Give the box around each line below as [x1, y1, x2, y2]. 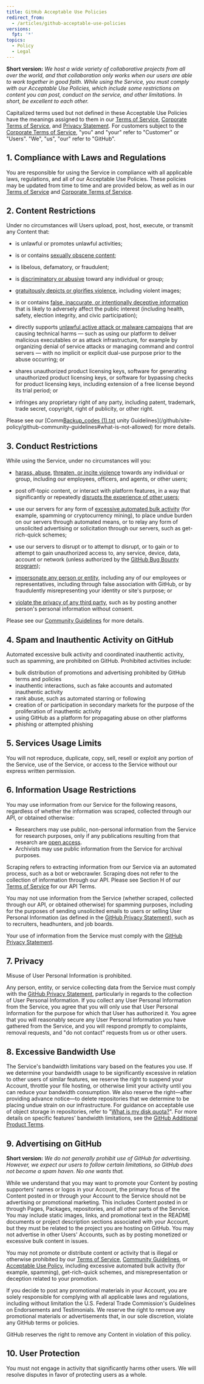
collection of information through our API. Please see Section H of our [6, 876, 181, 883]
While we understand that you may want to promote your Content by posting [6, 1179, 198, 1187]
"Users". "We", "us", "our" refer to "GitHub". [6, 135, 116, 142]
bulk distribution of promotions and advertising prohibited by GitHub [15, 669, 186, 676]
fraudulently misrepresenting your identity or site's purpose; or [15, 587, 173, 594]
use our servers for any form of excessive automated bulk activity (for [15, 505, 190, 513]
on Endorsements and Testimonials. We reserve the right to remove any [6, 1306, 185, 1314]
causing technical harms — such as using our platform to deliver [15, 330, 177, 337]
